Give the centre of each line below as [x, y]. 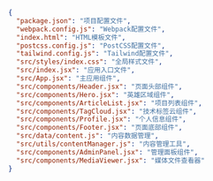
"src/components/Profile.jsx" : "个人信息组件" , [101, 119]
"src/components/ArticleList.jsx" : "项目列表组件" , [109, 103]
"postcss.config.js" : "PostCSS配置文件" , [91, 45]
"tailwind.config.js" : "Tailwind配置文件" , [95, 54]
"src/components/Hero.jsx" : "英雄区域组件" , [95, 94]
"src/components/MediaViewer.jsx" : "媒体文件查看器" [110, 160]
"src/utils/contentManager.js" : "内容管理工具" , [103, 144]
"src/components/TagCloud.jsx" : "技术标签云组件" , [107, 111]
